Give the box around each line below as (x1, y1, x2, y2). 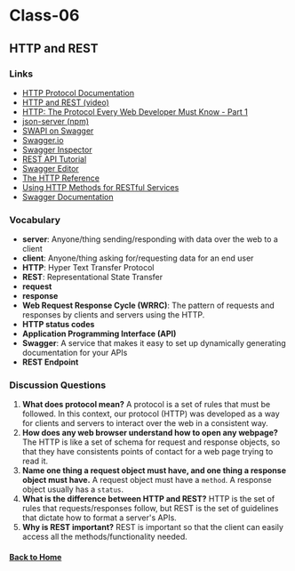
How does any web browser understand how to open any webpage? (21, 428, 278, 438)
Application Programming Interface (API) (21, 328, 177, 339)
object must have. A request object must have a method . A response (21, 475, 273, 486)
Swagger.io (21, 134, 64, 145)
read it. (21, 455, 49, 467)
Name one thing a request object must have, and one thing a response (21, 465, 287, 476)
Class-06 (9, 5, 80, 26)
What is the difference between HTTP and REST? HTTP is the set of (21, 494, 275, 504)
